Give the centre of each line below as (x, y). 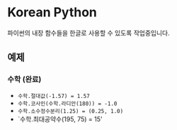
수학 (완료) (24, 80)
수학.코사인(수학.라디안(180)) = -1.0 (67, 104)
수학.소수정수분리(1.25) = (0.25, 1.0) (70, 111)
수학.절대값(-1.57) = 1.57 (53, 96)
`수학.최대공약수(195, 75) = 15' (60, 119)
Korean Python (52, 12)
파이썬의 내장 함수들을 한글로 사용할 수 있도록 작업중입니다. (88, 33)
